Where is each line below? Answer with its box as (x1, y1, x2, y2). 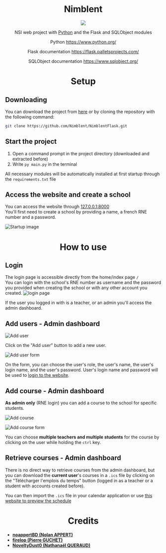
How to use (59, 241, 107, 252)
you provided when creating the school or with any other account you (5, 285, 148, 291)
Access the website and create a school (5, 191, 131, 199)
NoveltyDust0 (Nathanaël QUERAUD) (12, 542, 91, 548)
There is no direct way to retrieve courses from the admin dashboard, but (5, 467, 155, 473)
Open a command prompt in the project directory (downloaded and (12, 150, 150, 156)
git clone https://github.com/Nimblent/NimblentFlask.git (5, 123, 127, 128)
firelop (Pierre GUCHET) (12, 537, 63, 543)
